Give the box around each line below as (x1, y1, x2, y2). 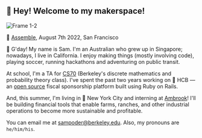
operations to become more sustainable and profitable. (6, 107, 143, 114)
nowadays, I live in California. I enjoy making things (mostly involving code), (6, 52, 194, 59)
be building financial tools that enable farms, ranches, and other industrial (6, 101, 190, 108)
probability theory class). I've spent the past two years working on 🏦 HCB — (6, 76, 195, 83)
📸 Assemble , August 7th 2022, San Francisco (6, 34, 119, 41)
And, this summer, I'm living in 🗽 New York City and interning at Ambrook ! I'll (6, 94, 196, 101)
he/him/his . (6, 125, 35, 133)
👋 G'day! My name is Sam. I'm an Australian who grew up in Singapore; (6, 45, 183, 52)
